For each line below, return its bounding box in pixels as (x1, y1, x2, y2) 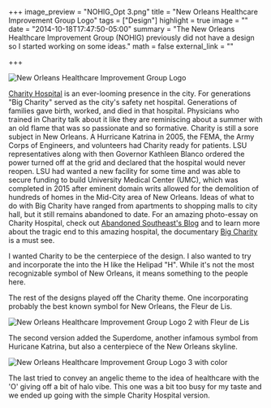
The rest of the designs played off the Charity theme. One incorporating (8, 293, 249, 302)
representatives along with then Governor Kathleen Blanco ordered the (8, 150, 245, 158)
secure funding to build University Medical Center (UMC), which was (8, 175, 239, 184)
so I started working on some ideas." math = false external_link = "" (8, 41, 234, 51)
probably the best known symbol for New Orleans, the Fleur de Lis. (8, 302, 233, 311)
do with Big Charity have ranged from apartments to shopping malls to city (8, 201, 258, 211)
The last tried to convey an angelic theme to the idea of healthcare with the (8, 373, 260, 383)
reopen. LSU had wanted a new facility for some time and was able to (8, 167, 241, 176)
